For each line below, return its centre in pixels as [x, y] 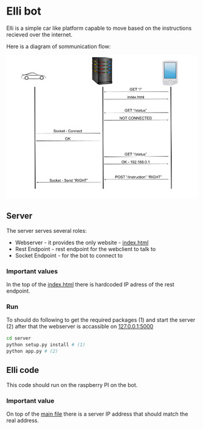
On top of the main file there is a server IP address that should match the [97, 414]
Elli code [23, 370]
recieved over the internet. [40, 34]
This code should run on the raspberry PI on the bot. [72, 385]
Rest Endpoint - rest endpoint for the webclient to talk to [85, 249]
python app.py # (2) [33, 352]
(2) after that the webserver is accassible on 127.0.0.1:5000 [80, 327]
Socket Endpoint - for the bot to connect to [69, 255]
